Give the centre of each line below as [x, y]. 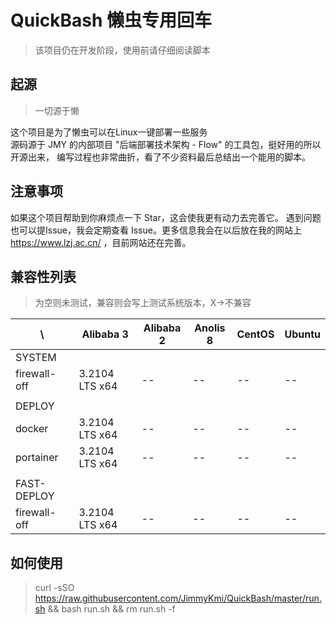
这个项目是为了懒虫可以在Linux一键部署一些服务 [109, 132]
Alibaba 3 [105, 334]
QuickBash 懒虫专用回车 [111, 20]
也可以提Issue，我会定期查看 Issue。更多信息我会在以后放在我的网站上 [156, 230]
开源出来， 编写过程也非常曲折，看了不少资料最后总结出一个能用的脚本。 [160, 157]
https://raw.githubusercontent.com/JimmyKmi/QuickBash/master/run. [178, 598]
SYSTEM [36, 358]
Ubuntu [302, 334]
